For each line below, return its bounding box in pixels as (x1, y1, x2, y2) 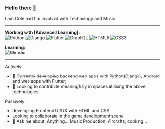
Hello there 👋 (5, 4, 37, 11)
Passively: (5, 98, 26, 104)
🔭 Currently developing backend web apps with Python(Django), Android (12, 73, 160, 79)
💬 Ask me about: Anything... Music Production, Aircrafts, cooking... (12, 118, 147, 124)
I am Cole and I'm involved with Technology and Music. (5, 16, 117, 22)
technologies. (12, 89, 40, 95)
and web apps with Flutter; (12, 78, 66, 84)
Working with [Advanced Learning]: (5, 29, 80, 36)
